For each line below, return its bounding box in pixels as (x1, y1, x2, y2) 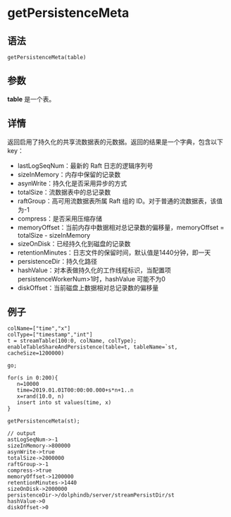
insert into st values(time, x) (16, 399, 112, 406)
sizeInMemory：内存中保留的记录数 (17, 170, 121, 178)
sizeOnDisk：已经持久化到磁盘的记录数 (17, 239, 131, 248)
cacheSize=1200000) (7, 350, 65, 357)
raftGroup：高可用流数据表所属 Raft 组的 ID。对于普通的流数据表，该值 (17, 196, 223, 205)
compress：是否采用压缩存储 (17, 214, 103, 223)
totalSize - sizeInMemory (17, 231, 91, 239)
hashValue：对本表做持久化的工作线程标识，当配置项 (17, 266, 171, 274)
